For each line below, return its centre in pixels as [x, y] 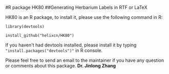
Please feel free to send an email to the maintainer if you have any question [85, 60]
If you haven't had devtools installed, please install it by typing [71, 45]
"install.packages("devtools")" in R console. [54, 50]
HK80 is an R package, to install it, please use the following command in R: [84, 17]
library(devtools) [25, 27]
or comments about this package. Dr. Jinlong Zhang [61, 66]
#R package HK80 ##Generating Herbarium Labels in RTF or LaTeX [76, 7]
